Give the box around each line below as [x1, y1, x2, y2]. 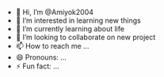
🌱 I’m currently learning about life [15, 24, 125, 33]
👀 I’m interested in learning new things [15, 16, 141, 25]
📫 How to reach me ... [15, 42, 90, 50]
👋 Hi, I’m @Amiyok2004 [15, 8, 93, 16]
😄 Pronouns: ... [15, 53, 67, 62]
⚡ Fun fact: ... [15, 61, 59, 71]
